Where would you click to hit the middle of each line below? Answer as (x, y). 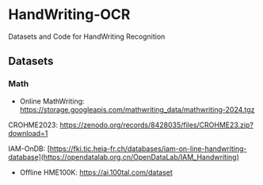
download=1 (28, 133)
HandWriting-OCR (69, 15)
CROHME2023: (33, 125)
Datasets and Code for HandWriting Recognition (87, 36)
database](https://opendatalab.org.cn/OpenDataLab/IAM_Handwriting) (124, 157)
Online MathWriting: (52, 101)
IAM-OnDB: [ (29, 149)
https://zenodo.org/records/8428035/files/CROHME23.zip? (156, 125)
